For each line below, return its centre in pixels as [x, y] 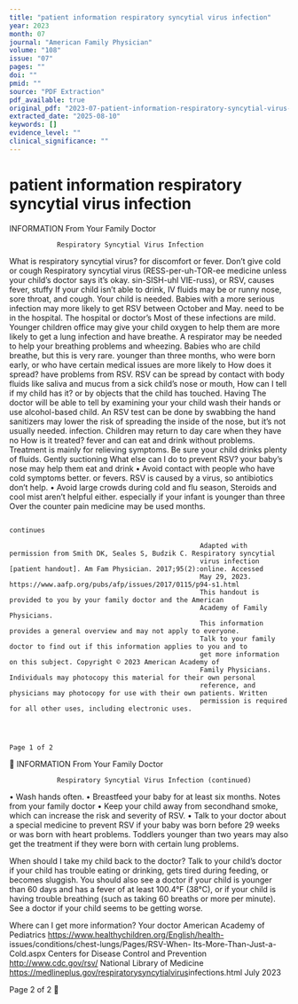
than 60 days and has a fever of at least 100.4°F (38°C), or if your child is [143, 889]
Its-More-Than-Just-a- [235, 944]
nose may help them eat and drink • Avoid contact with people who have [142, 468]
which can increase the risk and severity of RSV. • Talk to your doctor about [148, 815]
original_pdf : [35, 108]
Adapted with [223, 545]
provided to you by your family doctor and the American [117, 600]
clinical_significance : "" [59, 141]
